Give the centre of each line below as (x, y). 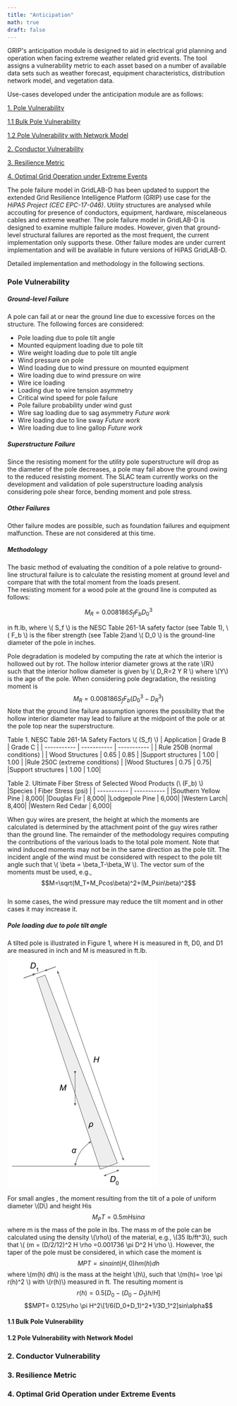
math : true (23, 22)
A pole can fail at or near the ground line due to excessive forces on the (111, 317)
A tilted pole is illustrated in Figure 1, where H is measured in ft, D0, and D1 (115, 943)
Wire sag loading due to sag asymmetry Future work (94, 413)
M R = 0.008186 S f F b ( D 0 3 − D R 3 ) (119, 698)
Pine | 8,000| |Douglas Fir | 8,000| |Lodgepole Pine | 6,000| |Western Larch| (117, 798)
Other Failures (29, 507)
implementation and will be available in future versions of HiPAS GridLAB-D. (117, 250)
